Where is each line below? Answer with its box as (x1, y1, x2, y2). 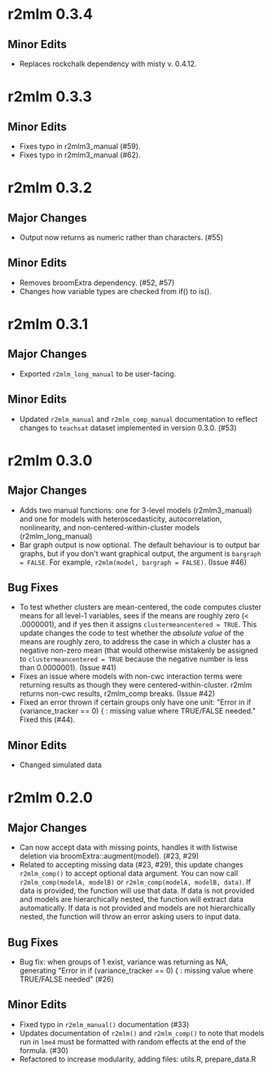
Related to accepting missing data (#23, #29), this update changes (19, 860, 243, 870)
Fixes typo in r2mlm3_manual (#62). (19, 150, 141, 160)
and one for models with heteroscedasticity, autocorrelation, (19, 514, 222, 524)
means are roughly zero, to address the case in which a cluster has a (19, 637, 251, 647)
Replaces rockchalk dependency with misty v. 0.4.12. (19, 59, 197, 68)
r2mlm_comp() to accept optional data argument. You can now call (19, 868, 239, 878)
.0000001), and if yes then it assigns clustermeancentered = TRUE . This (19, 620, 257, 630)
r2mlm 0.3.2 (7, 178, 93, 197)
